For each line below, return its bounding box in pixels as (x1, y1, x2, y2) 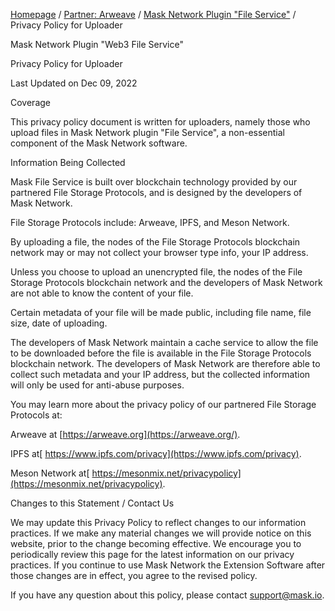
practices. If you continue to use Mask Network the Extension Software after (10, 559, 326, 571)
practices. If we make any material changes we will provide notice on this (10, 527, 312, 539)
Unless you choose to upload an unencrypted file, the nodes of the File (10, 266, 303, 278)
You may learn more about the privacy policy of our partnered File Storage (10, 399, 317, 410)
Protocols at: (10, 409, 63, 421)
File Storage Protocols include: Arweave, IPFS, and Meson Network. (10, 217, 290, 228)
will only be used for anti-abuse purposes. (10, 379, 185, 391)
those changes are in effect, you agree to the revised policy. (10, 570, 258, 581)
